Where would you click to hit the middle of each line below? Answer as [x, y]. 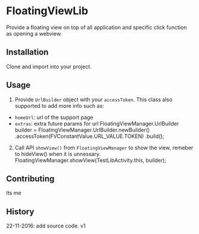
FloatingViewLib [47, 11]
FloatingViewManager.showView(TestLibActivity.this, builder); [90, 160]
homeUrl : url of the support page [54, 117]
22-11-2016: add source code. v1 [46, 226]
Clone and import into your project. [49, 66]
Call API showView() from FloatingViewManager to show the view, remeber [104, 148]
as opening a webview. [34, 33]
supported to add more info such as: [59, 105]
